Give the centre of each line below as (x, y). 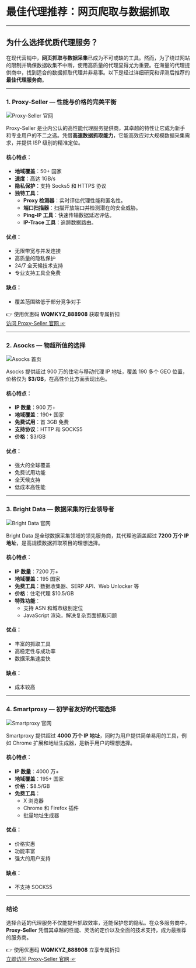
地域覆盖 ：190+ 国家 (39, 415)
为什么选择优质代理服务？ (52, 42)
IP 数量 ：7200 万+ (36, 571)
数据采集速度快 (32, 659)
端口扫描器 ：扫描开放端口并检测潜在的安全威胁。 (82, 208)
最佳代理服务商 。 (27, 80)
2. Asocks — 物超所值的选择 (46, 345)
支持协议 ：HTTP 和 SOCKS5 (48, 429)
